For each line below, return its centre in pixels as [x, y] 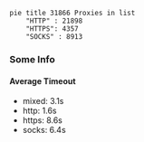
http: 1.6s [39, 111]
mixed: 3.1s [43, 101]
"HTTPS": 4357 [52, 29]
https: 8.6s [43, 120]
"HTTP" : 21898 [54, 21]
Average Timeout [43, 80]
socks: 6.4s [44, 130]
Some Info [33, 59]
